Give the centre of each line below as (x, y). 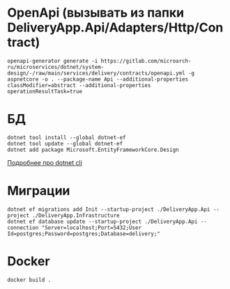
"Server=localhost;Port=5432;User (91, 228)
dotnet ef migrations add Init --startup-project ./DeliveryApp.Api (109, 209)
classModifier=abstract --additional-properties (79, 85)
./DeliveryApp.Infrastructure (76, 215)
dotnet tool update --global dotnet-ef (65, 143)
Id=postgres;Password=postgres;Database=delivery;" (84, 234)
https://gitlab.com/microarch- (146, 61)
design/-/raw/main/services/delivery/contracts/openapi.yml (97, 73)
